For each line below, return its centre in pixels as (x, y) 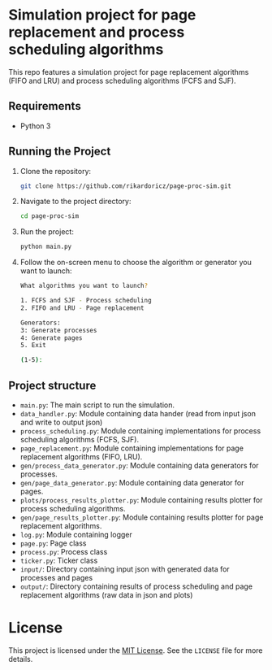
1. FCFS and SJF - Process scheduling (86, 301)
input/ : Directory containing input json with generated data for (125, 569)
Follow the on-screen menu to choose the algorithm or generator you (136, 263)
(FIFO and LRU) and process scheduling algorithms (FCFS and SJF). (123, 80)
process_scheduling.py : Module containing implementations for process (140, 431)
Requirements (45, 106)
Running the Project (60, 152)
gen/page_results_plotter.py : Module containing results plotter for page (142, 517)
